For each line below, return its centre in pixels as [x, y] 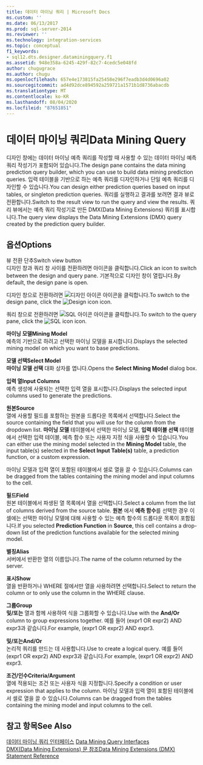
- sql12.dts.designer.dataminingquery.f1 [59, 57]
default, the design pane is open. [48, 282]
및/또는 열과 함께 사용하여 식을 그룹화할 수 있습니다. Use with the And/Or [93, 613]
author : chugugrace [31, 68]
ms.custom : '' [24, 18]
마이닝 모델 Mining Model [37, 334]
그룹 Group [19, 605]
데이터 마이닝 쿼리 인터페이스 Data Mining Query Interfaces [78, 742]
